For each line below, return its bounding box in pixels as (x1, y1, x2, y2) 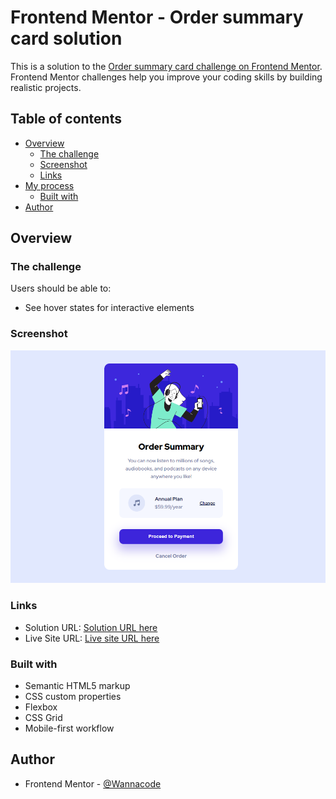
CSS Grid (24, 712, 63, 724)
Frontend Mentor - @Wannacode (24, 777, 162, 790)
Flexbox (24, 701, 58, 713)
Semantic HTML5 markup (24, 680, 131, 692)
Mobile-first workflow (24, 722, 115, 735)
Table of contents (10, 111, 122, 128)
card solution (10, 27, 123, 50)
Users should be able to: (10, 282, 112, 295)
